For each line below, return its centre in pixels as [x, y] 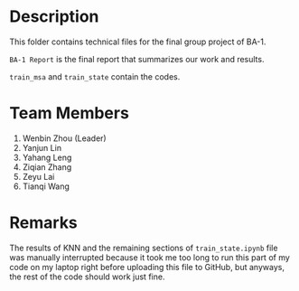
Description [54, 17]
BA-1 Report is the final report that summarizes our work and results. [137, 59]
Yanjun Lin [42, 147]
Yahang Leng [47, 157]
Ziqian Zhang [47, 167]
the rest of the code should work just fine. [87, 277]
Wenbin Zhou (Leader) [64, 138]
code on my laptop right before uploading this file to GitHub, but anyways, [147, 267]
